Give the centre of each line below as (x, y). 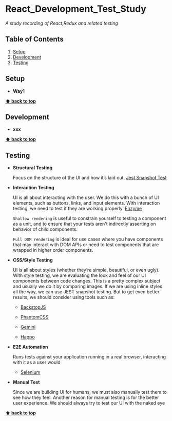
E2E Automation (30, 347)
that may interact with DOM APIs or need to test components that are (86, 245)
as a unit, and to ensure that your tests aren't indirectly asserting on (84, 224)
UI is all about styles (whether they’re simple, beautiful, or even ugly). (86, 270)
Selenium (30, 372)
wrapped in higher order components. (53, 250)
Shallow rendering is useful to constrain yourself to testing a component (89, 218)
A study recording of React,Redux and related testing (62, 23)
